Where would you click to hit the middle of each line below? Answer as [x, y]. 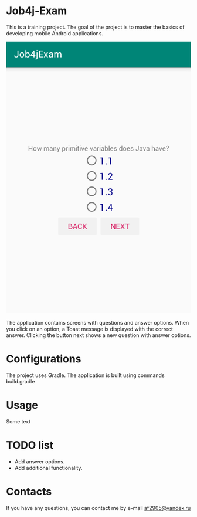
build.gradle [21, 382]
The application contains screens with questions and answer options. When [98, 323]
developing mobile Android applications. [55, 33]
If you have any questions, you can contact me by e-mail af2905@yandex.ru [98, 508]
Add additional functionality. [48, 468]
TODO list [30, 446]
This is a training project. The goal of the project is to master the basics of [95, 27]
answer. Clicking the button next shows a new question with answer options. [98, 335]
